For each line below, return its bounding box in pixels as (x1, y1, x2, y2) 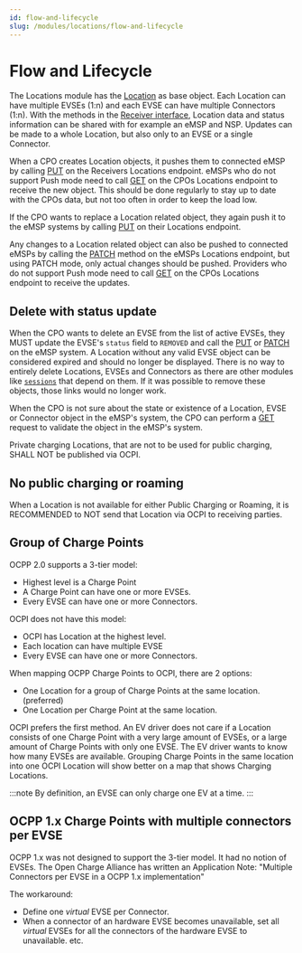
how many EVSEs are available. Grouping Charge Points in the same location (9, 750, 294, 761)
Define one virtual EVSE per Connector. (22, 906, 169, 917)
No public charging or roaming (9, 476, 184, 491)
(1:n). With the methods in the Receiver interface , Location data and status (9, 109, 286, 120)
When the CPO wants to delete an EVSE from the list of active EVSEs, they (9, 327, 286, 339)
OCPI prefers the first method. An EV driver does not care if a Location (9, 722, 272, 732)
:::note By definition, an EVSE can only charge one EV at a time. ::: (9, 788, 254, 798)
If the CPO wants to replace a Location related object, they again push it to (9, 212, 286, 222)
